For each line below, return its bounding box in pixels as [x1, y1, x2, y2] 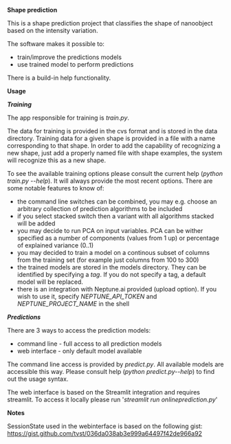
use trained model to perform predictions [16, 60, 134, 68]
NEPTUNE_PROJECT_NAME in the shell [16, 300, 129, 308]
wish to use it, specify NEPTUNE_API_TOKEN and [16, 292, 157, 300]
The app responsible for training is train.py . [7, 113, 129, 122]
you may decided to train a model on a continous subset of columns [16, 249, 210, 256]
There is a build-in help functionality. [7, 74, 111, 82]
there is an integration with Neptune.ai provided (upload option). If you [16, 285, 217, 293]
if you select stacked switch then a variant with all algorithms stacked [16, 212, 214, 220]
